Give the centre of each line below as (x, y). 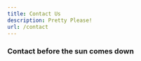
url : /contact (28, 27)
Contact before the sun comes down (71, 51)
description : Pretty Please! (50, 20)
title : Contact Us (34, 14)
